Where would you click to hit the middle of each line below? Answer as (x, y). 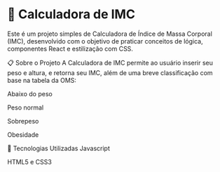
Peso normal (26, 107)
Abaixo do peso (30, 93)
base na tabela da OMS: (42, 80)
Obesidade (23, 134)
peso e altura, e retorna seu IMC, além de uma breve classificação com (110, 72)
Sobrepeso (23, 121)
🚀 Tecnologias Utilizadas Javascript (59, 148)
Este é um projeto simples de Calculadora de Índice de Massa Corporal (110, 34)
